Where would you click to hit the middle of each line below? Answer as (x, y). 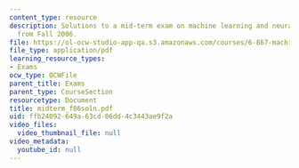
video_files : (33, 125)
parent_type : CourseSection (61, 92)
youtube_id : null (49, 149)
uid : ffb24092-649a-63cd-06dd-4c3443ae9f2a (91, 116)
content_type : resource (53, 17)
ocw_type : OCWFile (43, 76)
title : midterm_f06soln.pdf (61, 108)
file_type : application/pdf (61, 51)
